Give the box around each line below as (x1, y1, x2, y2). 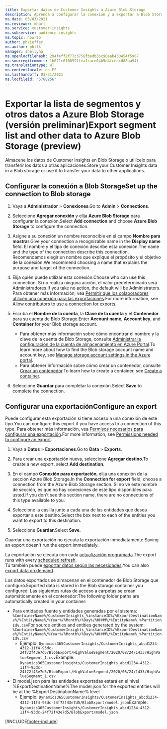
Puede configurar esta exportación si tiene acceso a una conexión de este (5, 415, 158, 421)
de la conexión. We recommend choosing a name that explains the (12, 259, 148, 265)
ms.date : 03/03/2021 (5, 16, 48, 21)
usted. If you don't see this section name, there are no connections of (12, 492, 154, 498)
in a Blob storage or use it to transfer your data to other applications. (5, 167, 146, 173)
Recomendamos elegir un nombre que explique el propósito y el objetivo (12, 254, 161, 260)
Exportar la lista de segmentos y (5, 98, 141, 110)
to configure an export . (5, 437, 52, 443)
